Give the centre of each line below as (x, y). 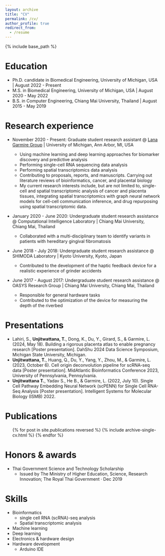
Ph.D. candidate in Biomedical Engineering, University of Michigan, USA (85, 80)
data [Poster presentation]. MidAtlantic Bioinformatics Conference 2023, (85, 370)
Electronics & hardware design (43, 538)
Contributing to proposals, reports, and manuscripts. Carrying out (86, 175)
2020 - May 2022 (30, 95)
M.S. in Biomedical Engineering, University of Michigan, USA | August (82, 90)
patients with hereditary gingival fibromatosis (65, 241)
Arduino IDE (32, 549)
